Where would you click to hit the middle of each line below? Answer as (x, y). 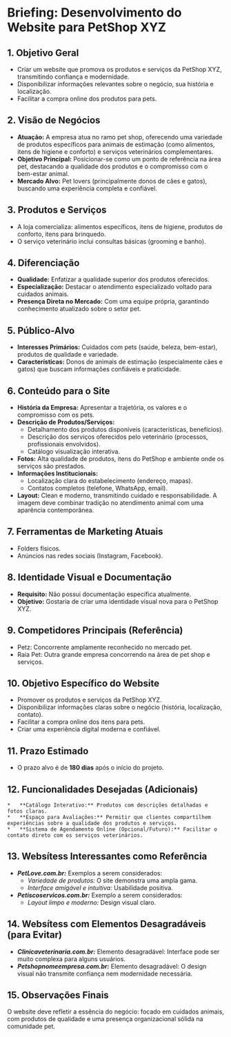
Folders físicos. (39, 548)
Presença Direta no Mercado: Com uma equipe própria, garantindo (113, 302)
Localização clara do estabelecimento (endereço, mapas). (110, 481)
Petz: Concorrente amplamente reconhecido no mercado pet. (104, 647)
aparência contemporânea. (56, 510)
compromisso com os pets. (56, 415)
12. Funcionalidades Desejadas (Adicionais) (103, 789)
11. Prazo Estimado (48, 751)
